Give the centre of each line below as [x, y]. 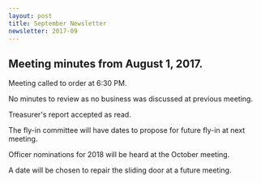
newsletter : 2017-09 [43, 31]
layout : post [30, 16]
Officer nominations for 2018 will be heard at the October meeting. [119, 155]
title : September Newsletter [58, 23]
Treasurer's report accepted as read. [70, 115]
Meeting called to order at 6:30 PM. [68, 83]
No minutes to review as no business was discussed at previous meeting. [131, 99]
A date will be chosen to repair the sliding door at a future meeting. [120, 170]
